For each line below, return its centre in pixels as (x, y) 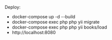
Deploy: (13, 7)
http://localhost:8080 (34, 32)
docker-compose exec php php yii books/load (59, 27)
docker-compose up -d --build (43, 17)
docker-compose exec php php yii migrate (56, 22)
